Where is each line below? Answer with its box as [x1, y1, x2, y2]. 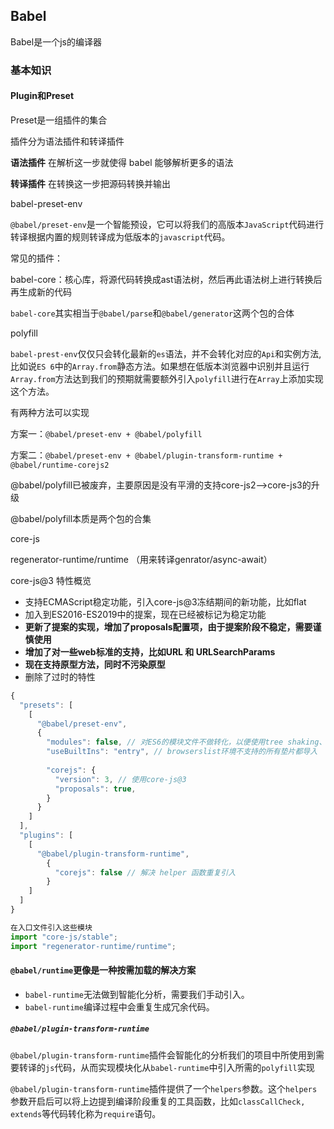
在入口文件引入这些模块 [10, 922, 93, 933]
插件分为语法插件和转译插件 [10, 135, 125, 147]
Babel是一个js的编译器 [10, 35, 102, 48]
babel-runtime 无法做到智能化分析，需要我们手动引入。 [24, 988, 250, 1000]
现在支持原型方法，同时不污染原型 [24, 658, 166, 670]
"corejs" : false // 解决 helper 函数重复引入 [54, 867, 237, 878]
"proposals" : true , [54, 784, 137, 794]
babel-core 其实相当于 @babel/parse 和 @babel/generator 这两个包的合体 [10, 307, 295, 319]
